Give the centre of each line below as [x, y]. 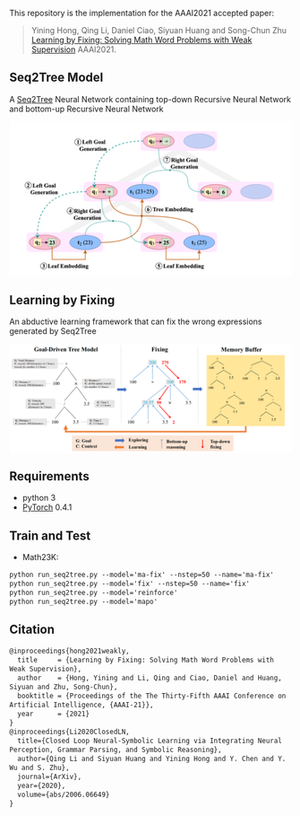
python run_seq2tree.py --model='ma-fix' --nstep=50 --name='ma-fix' [142, 575]
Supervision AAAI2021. [73, 49]
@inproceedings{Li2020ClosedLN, [69, 732]
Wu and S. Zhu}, [39, 768]
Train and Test [50, 535]
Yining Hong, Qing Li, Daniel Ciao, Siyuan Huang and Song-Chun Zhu [159, 30]
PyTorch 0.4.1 [47, 507]
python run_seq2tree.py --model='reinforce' [94, 593]
